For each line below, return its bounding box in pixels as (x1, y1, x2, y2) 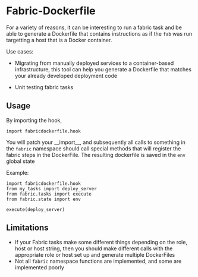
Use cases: (6, 48, 34, 55)
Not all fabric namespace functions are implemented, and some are (14, 257, 182, 265)
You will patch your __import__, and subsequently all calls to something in (6, 138, 186, 146)
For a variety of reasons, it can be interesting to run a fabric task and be (6, 24, 183, 31)
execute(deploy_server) (6, 206, 65, 212)
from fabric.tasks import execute (6, 191, 92, 197)
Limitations (6, 223, 49, 233)
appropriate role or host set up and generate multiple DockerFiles (14, 251, 175, 258)
